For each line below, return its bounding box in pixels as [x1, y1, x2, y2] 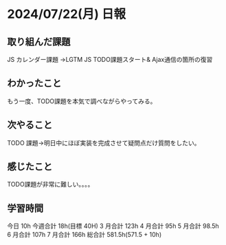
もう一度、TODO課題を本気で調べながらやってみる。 [7, 97, 157, 105]
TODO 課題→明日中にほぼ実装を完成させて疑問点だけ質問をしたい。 [7, 138, 201, 147]
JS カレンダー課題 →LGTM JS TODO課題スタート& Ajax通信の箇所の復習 [7, 56, 213, 63]
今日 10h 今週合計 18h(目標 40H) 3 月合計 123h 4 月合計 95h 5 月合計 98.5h [7, 222, 219, 231]
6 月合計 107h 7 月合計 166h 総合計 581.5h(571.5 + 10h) [7, 231, 162, 239]
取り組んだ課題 [7, 36, 71, 47]
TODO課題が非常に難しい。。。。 [7, 180, 94, 189]
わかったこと [7, 77, 62, 89]
